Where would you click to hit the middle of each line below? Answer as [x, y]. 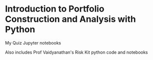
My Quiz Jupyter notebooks [33, 43]
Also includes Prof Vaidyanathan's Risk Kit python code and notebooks [76, 52]
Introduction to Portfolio [55, 9]
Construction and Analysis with [70, 19]
